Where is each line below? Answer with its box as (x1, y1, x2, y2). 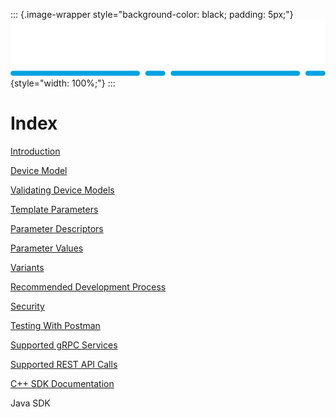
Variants (10, 262, 45, 273)
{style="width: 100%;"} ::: (10, 77, 116, 89)
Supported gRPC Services (10, 339, 118, 351)
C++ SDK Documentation (10, 378, 115, 389)
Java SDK (10, 397, 51, 409)
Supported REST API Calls (10, 359, 118, 370)
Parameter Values (10, 242, 84, 254)
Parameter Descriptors (10, 223, 104, 234)
